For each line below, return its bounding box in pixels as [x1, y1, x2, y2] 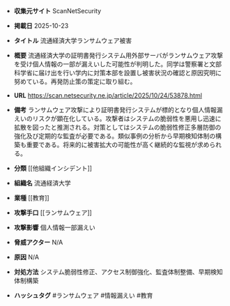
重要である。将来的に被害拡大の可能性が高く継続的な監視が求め [26, 141, 210, 148]
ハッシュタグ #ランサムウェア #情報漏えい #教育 [13, 291, 153, 299]
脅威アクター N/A [13, 238, 63, 246]
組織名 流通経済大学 [13, 179, 71, 187]
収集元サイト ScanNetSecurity [13, 7, 102, 15]
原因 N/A [13, 253, 40, 261]
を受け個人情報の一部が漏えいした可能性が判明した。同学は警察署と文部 [13, 60, 222, 68]
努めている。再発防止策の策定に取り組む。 [13, 77, 137, 86]
